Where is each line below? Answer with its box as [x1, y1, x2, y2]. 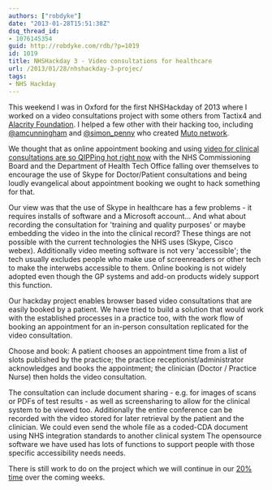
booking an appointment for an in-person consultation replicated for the [8, 321, 249, 331]
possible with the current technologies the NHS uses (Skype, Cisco [8, 237, 234, 247]
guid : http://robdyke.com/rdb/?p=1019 [8, 42, 140, 50]
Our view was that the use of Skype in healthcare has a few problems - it [8, 202, 253, 212]
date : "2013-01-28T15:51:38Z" [8, 19, 111, 28]
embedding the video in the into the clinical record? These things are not [8, 228, 252, 238]
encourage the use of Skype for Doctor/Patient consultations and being [8, 170, 248, 179]
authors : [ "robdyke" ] [8, 11, 82, 20]
